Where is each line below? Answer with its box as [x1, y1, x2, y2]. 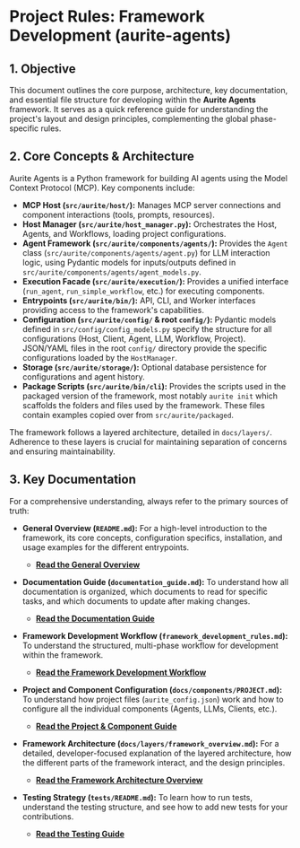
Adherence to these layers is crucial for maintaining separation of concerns [9, 436, 287, 447]
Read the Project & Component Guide [35, 721, 177, 731]
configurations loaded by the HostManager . [21, 352, 177, 363]
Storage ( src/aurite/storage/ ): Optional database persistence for [21, 362, 267, 372]
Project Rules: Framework [9, 6, 206, 27]
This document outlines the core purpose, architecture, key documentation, [9, 85, 288, 95]
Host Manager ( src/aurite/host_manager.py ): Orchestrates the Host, [21, 218, 278, 230]
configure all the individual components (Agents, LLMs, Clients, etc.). [21, 703, 278, 714]
